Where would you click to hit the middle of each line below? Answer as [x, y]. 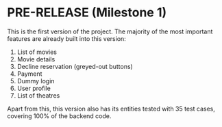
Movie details [36, 59]
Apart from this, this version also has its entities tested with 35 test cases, [111, 109]
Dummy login [36, 81]
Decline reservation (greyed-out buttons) [75, 66]
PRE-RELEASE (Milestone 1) [87, 13]
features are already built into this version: [67, 38]
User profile [34, 88]
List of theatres [38, 95]
